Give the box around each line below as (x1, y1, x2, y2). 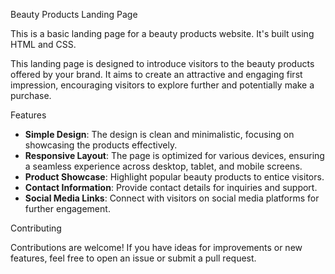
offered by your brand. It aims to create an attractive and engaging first (10, 69, 303, 80)
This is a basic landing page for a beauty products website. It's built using (10, 28, 315, 39)
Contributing (10, 222, 62, 234)
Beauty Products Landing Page (10, 9, 138, 20)
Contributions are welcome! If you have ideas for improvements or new (10, 242, 303, 253)
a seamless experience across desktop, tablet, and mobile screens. (24, 160, 303, 172)
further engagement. (24, 203, 111, 214)
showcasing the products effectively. (24, 139, 178, 151)
